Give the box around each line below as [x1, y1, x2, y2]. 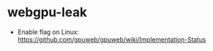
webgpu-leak [7, 4, 87, 21]
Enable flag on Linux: [17, 28, 79, 36]
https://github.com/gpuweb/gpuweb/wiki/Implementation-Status [17, 35, 207, 43]
